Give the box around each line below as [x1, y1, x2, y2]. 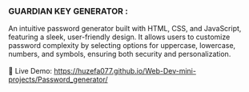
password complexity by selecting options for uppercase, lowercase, [8, 41, 236, 50]
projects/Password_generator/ [8, 74, 108, 85]
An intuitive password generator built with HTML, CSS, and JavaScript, [8, 24, 242, 34]
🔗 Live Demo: [8, 66, 53, 76]
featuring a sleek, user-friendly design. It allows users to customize [8, 32, 231, 42]
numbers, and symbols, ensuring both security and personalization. [8, 50, 231, 59]
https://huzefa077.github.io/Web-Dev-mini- [54, 66, 196, 76]
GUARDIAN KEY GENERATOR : [8, 6, 128, 17]
